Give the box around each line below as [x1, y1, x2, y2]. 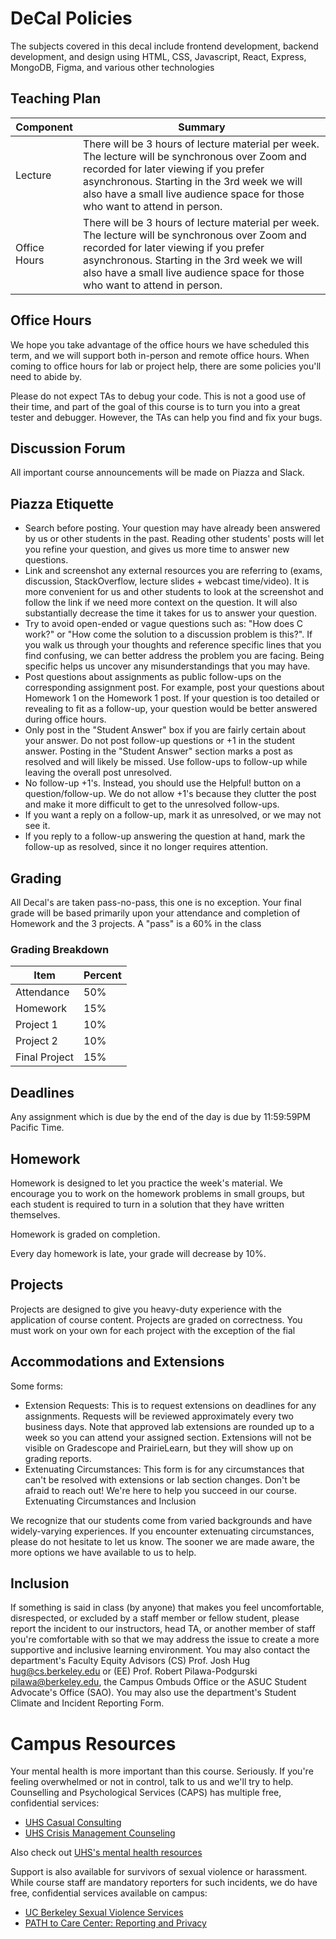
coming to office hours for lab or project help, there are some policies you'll [10, 360, 322, 372]
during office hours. [24, 713, 107, 726]
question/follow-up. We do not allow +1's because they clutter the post [24, 788, 317, 800]
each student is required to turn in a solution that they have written [10, 1198, 285, 1210]
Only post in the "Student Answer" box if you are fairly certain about [24, 724, 307, 736]
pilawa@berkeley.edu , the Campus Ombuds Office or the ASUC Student [10, 1676, 307, 1688]
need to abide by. [10, 370, 82, 382]
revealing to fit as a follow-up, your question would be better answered [24, 703, 318, 715]
